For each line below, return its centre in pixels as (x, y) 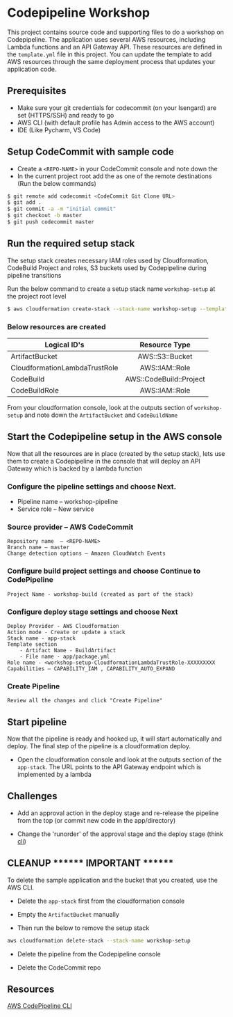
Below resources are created (57, 326)
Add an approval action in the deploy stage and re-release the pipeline (118, 813)
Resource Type (165, 345)
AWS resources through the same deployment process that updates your (112, 61)
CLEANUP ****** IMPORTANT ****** (90, 864)
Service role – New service (55, 509)
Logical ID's (64, 345)
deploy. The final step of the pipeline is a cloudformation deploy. (99, 746)
